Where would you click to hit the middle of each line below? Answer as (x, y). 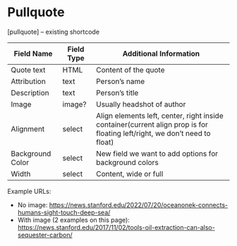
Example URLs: (29, 191)
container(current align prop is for (152, 124)
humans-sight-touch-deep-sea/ (64, 212)
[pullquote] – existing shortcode (54, 32)
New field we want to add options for (157, 154)
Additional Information (161, 54)
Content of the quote (130, 70)
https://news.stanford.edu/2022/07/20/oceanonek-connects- (139, 204)
